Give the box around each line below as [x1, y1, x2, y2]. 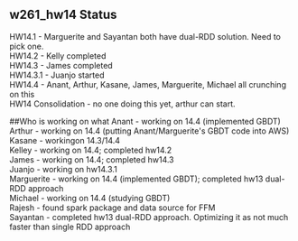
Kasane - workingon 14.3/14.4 [9, 134, 120, 145]
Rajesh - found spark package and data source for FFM [9, 202, 216, 213]
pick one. [9, 41, 44, 51]
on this [9, 88, 35, 99]
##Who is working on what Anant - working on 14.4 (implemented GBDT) [9, 116, 282, 126]
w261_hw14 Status [9, 7, 117, 23]
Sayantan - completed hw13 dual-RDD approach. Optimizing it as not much [9, 211, 289, 222]
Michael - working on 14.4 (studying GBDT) [9, 192, 171, 203]
